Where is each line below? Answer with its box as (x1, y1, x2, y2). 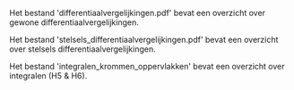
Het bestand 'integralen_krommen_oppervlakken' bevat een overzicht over (9, 61, 285, 71)
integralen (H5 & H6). (9, 70, 88, 81)
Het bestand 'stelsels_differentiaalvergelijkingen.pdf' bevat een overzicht (9, 35, 279, 45)
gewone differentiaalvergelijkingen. (9, 17, 139, 28)
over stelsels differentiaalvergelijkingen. (9, 44, 157, 54)
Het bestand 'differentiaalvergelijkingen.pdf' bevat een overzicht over (9, 8, 266, 18)
